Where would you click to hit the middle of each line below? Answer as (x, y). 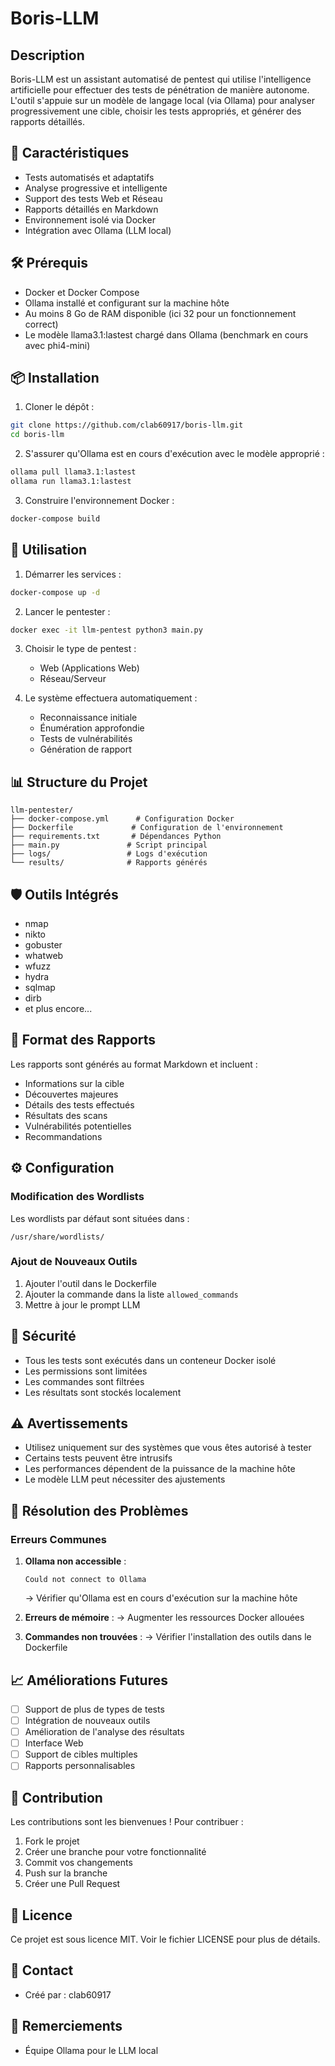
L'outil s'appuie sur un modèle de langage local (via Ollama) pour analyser (162, 100)
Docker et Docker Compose (82, 292)
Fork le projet (52, 1841)
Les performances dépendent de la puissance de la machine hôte (160, 1469)
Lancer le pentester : (67, 611)
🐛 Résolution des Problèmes (99, 1510)
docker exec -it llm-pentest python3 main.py (106, 630)
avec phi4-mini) (57, 345)
